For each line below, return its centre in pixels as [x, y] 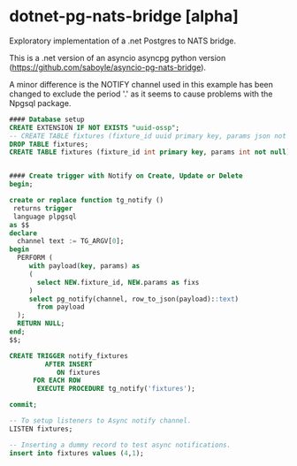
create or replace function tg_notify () [87, 201]
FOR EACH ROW [57, 381]
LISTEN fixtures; [41, 429]
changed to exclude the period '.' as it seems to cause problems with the [141, 94]
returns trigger [43, 208]
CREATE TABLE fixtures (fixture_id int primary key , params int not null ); [152, 152]
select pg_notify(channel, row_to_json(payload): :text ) [134, 299]
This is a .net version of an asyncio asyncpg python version [118, 57]
